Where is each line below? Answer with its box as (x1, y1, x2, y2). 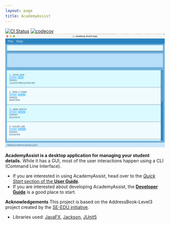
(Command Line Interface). (5, 163, 62, 169)
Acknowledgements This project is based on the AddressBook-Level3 (5, 199, 153, 205)
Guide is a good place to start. (12, 189, 76, 195)
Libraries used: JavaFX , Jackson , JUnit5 (12, 214, 97, 220)
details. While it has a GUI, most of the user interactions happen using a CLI (5, 158, 163, 164)
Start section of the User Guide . (12, 178, 80, 185)
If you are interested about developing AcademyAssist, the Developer (12, 184, 158, 190)
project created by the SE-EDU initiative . (5, 204, 90, 210)
